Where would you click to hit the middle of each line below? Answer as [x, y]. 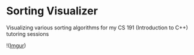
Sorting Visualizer [52, 11]
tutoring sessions [28, 33]
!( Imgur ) [16, 45]
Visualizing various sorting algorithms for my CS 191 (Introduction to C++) [97, 27]
